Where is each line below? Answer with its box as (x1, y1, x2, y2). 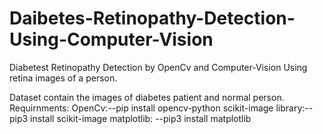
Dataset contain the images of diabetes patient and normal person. (9, 91, 285, 103)
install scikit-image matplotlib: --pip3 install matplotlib (30, 112, 252, 124)
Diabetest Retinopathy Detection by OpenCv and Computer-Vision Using (9, 61, 308, 73)
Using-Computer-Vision (9, 28, 214, 51)
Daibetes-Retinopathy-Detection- (9, 7, 296, 30)
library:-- (275, 102, 314, 114)
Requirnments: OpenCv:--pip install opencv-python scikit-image (9, 102, 274, 114)
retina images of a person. (9, 72, 118, 84)
